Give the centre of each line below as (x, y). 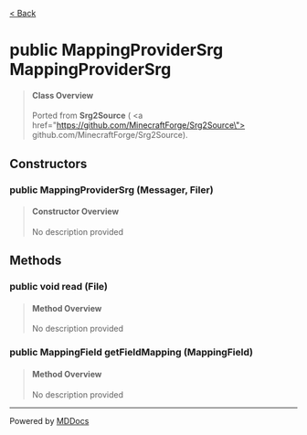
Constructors (48, 164)
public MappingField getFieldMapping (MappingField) (132, 353)
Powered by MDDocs (49, 420)
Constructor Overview (75, 212)
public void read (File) (58, 287)
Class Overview (63, 95)
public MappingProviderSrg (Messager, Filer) (111, 189)
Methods (36, 261)
